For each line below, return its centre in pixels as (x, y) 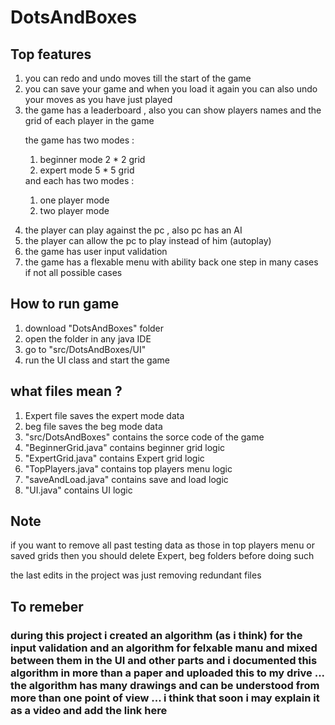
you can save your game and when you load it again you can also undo (171, 89)
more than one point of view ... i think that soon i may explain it (165, 698)
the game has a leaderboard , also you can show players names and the (173, 110)
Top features (51, 54)
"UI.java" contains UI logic (78, 490)
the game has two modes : (79, 140)
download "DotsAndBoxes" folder (94, 328)
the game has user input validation (96, 251)
